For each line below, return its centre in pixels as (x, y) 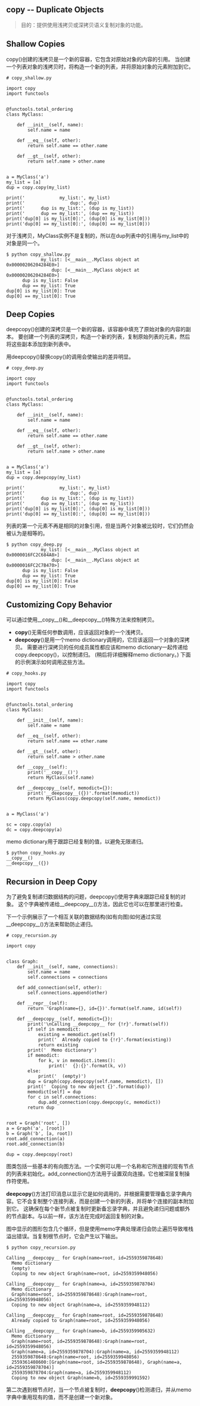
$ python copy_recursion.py (41, 1248)
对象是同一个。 (24, 243)
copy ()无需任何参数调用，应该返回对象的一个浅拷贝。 (80, 632)
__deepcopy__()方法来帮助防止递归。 (51, 924)
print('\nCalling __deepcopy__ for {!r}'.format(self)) (98, 1024)
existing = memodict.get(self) (77, 1035)
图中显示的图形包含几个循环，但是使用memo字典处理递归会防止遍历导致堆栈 (100, 1229)
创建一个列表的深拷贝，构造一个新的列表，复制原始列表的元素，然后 (107, 337)
